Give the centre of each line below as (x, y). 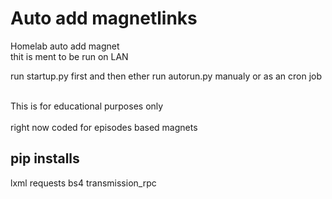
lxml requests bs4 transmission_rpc (83, 183)
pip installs (45, 158)
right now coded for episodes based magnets (104, 127)
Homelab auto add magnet (65, 46)
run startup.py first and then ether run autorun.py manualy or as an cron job (166, 76)
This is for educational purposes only (87, 106)
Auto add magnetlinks (104, 18)
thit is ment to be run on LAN (69, 56)
